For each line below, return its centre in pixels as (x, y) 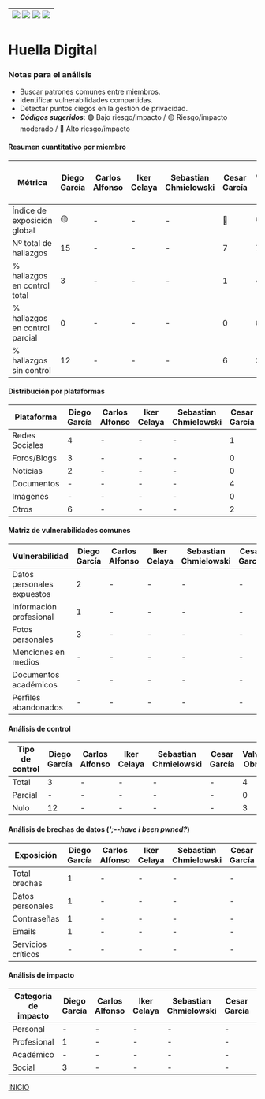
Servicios (30, 944)
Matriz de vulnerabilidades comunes (69, 531)
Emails (24, 931)
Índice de (30, 210)
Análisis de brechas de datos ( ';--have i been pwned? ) (99, 829)
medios (26, 662)
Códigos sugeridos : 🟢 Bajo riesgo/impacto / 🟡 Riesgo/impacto (123, 117)
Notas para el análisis (50, 75)
